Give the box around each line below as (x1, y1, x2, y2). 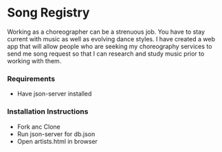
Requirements (7, 74, 56, 83)
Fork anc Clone (16, 122, 60, 131)
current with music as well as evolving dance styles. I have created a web (7, 34, 215, 43)
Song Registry (7, 5, 90, 21)
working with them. (7, 56, 62, 65)
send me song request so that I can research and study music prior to (7, 50, 205, 58)
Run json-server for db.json (16, 129, 96, 138)
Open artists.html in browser (16, 137, 98, 145)
